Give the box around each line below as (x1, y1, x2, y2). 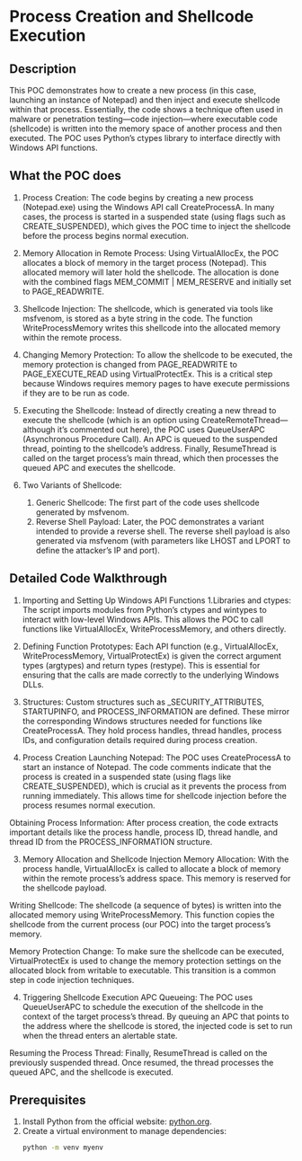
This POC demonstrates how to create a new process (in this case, (9, 85, 256, 95)
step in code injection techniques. (9, 974, 135, 985)
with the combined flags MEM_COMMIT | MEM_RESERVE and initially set (22, 276, 292, 287)
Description (9, 61, 76, 76)
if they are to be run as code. (22, 387, 130, 398)
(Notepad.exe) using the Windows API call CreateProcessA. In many (22, 201, 275, 212)
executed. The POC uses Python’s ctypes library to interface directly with (9, 133, 281, 143)
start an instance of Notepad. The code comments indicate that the (22, 761, 271, 772)
